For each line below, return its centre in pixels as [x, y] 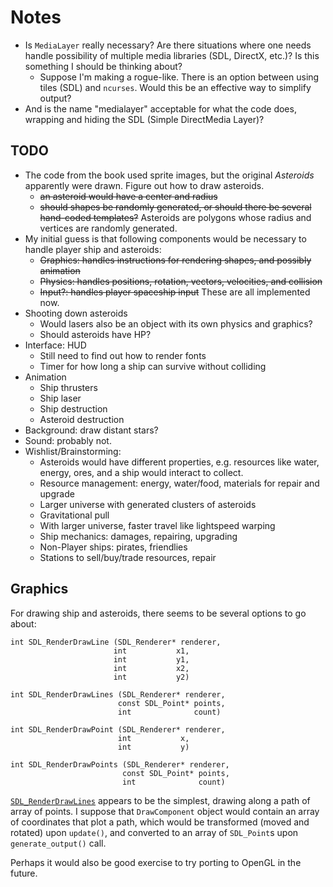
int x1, [151, 651]
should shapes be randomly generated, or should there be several [175, 207]
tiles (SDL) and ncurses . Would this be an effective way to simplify [175, 87]
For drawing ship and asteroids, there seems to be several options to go [158, 613]
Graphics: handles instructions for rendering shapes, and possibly [175, 260]
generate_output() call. [58, 843]
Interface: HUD [55, 345]
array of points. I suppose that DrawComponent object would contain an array [165, 811]
